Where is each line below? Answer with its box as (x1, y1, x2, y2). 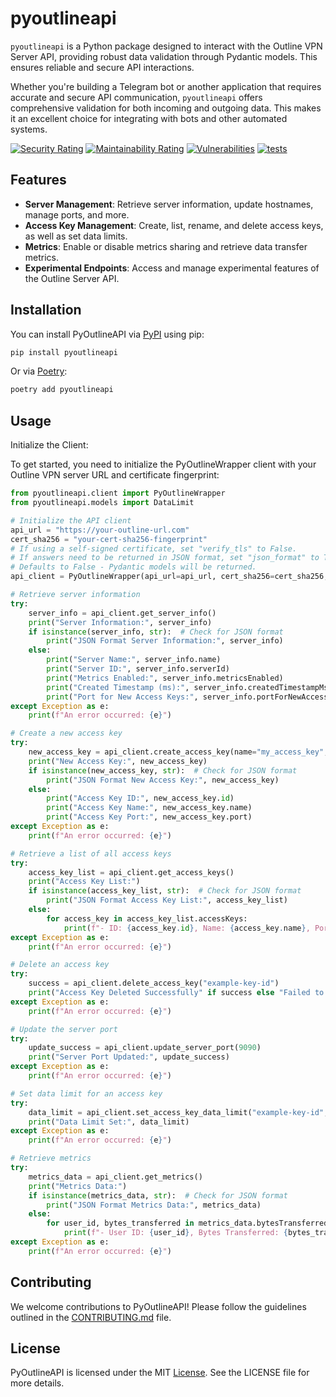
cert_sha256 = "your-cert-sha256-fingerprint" (10, 534, 208, 544)
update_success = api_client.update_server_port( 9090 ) (28, 1043, 262, 1053)
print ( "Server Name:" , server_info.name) (46, 655, 222, 665)
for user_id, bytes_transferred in (46, 1218, 195, 1229)
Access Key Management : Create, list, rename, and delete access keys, (24, 219, 324, 231)
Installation (10, 302, 82, 319)
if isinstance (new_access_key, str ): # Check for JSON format (28, 765, 298, 776)
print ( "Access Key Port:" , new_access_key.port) (46, 812, 253, 822)
